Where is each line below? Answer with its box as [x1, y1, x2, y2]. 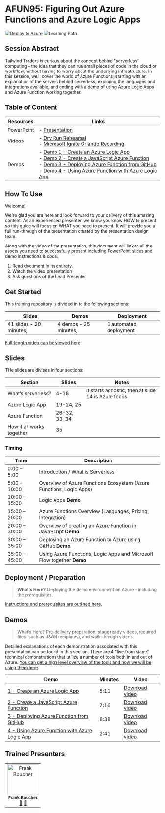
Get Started [5, 287, 41, 296]
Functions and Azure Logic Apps [5, 14, 141, 25]
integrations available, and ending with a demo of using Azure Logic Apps [5, 84, 155, 90]
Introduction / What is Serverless [39, 468, 115, 475]
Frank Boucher [8, 795, 38, 800]
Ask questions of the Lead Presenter [12, 274, 86, 280]
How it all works [7, 424, 44, 430]
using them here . [5, 664, 39, 670]
